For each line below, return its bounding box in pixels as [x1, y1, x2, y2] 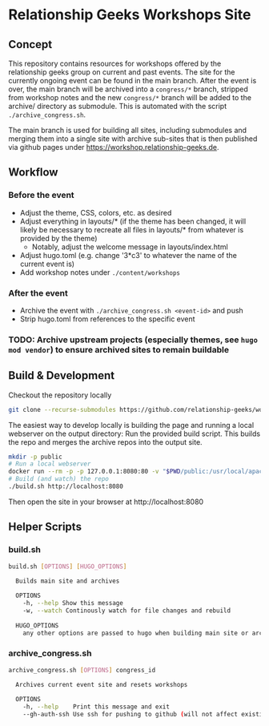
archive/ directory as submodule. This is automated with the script [8, 102, 227, 111]
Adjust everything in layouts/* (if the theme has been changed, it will [19, 216, 247, 226]
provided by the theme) [19, 233, 98, 243]
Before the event [8, 190, 74, 201]
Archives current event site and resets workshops [15, 680, 188, 688]
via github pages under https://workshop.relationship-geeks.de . [8, 143, 219, 151]
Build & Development [8, 369, 114, 382]
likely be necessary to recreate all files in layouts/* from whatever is [19, 224, 244, 234]
